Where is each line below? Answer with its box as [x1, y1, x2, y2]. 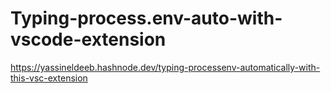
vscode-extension [10, 28, 167, 51]
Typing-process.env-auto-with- [10, 7, 283, 30]
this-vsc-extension [10, 72, 88, 84]
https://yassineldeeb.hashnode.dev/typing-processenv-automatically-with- [10, 61, 321, 73]
